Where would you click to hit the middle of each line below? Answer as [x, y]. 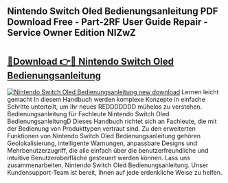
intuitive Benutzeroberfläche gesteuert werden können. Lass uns [99, 158]
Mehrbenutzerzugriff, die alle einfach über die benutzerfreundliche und [108, 150]
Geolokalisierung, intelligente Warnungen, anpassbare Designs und [102, 143]
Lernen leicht [200, 92]
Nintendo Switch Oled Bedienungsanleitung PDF [113, 11]
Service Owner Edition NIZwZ [71, 33]
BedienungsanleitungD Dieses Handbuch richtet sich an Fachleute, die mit [112, 121]
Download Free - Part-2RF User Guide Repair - [107, 22]
